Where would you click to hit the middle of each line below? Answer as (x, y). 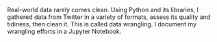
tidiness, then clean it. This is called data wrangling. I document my (102, 24)
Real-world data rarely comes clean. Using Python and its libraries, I (103, 10)
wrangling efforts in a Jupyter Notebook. (64, 31)
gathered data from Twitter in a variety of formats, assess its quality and (109, 17)
